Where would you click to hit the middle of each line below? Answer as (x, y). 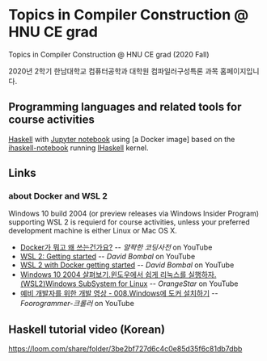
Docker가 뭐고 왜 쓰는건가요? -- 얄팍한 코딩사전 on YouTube (116, 247)
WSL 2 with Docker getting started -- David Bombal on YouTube (127, 265)
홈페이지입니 (239, 71)
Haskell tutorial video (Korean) (87, 329)
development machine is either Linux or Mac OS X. (93, 231)
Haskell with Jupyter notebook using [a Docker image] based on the (122, 139)
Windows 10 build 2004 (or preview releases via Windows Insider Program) (134, 214)
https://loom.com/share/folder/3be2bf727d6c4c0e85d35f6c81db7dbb (125, 349)
